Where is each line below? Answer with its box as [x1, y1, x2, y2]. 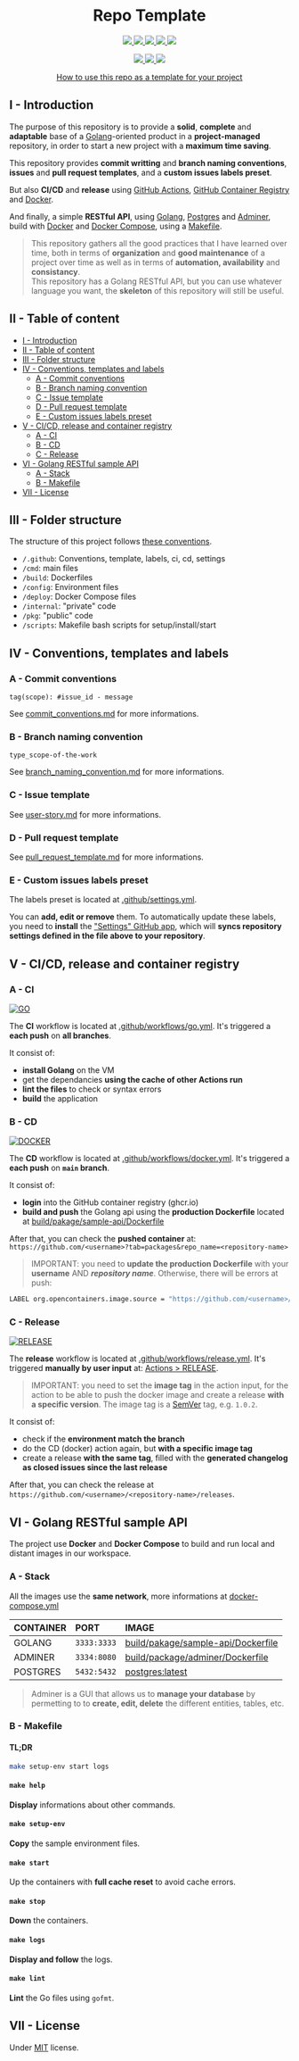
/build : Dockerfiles [21, 572, 93, 583]
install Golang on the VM [21, 1064, 115, 1076]
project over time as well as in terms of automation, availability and [30, 256, 280, 268]
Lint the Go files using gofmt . [9, 1992, 115, 2003]
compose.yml [9, 1600, 60, 1611]
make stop [9, 1897, 46, 1906]
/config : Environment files [21, 582, 119, 593]
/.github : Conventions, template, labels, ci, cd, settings [21, 553, 226, 564]
